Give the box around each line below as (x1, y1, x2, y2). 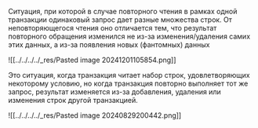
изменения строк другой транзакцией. (8, 96, 139, 104)
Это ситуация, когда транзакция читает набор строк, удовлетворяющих (8, 71, 250, 79)
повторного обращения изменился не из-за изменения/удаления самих (8, 31, 251, 41)
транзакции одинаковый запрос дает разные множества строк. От (8, 15, 233, 24)
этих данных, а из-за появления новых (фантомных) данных (8, 40, 210, 49)
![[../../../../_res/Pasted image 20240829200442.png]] (8, 111, 182, 120)
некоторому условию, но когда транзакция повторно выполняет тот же (8, 79, 249, 88)
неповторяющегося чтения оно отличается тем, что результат (8, 24, 217, 32)
